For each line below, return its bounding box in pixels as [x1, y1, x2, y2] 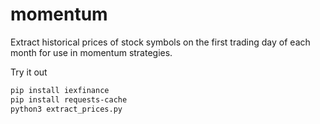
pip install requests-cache [10, 94, 128, 105]
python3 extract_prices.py [10, 104, 123, 114]
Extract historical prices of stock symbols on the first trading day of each [10, 36, 311, 48]
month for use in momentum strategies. [10, 46, 173, 58]
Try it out [10, 66, 48, 78]
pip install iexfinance [10, 85, 110, 95]
